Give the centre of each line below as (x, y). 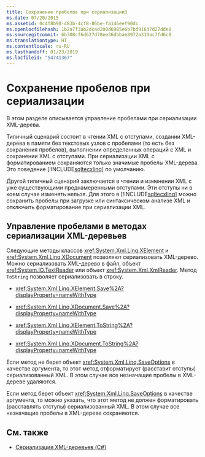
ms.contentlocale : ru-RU (38, 47)
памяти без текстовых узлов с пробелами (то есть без (103, 143)
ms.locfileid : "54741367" (39, 58)
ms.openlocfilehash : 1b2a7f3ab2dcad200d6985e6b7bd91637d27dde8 (89, 29)
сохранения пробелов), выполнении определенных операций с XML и (99, 149)
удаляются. (42, 382)
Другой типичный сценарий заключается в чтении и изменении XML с (99, 181)
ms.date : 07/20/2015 (33, 18)
